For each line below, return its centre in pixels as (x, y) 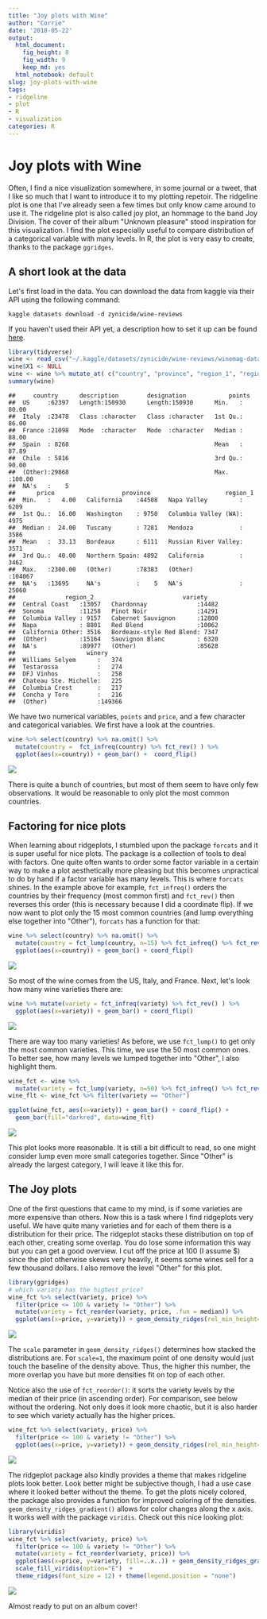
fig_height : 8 (46, 52)
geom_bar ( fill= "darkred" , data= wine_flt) (85, 1117)
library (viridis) (37, 1532)
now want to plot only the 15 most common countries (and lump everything (131, 913)
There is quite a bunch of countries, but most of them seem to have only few (133, 784)
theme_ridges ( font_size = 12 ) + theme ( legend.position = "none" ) (126, 1576)
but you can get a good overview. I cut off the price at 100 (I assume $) (124, 1251)
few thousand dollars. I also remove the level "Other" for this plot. (115, 1268)
